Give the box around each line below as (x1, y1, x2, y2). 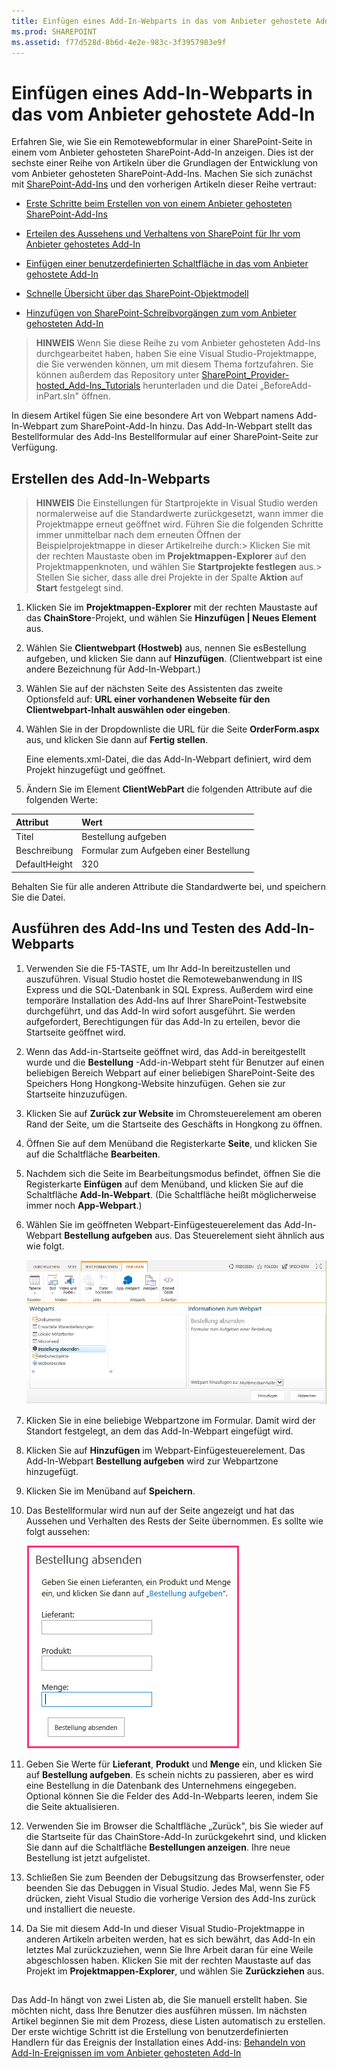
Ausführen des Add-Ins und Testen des (11, 920, 262, 937)
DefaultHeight (15, 858, 73, 870)
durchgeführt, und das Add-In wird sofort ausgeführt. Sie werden (25, 1005, 296, 1017)
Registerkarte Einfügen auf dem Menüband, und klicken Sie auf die (25, 1178, 304, 1190)
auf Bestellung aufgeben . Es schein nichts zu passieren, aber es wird (25, 1768, 314, 1780)
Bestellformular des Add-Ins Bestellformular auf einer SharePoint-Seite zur (11, 431, 319, 443)
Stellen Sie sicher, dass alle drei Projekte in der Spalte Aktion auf (35, 571, 304, 584)
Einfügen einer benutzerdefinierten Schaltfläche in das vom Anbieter (25, 258, 309, 270)
